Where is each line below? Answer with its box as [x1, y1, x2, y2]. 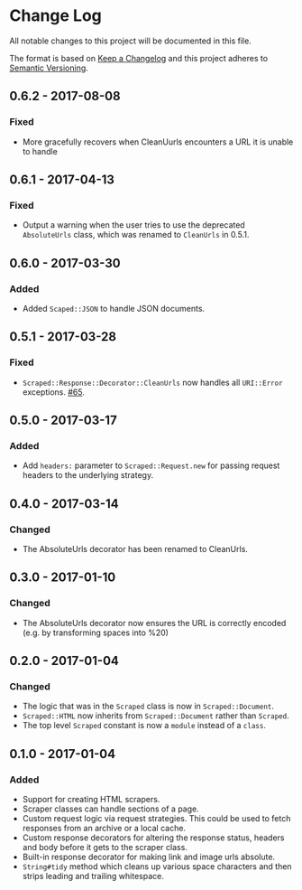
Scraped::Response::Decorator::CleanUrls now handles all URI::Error [22, 377, 283, 388]
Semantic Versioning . [9, 62, 88, 73]
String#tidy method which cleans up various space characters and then [22, 861, 292, 872]
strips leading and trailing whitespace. [22, 871, 164, 882]
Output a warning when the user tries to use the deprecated [22, 220, 245, 230]
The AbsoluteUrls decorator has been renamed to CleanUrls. [22, 544, 248, 555]
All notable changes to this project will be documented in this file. [9, 35, 252, 46]
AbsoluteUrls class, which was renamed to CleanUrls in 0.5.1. [22, 230, 250, 240]
